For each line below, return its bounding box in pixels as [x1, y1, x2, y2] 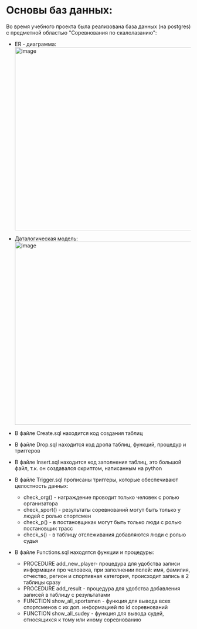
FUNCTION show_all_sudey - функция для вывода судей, [23, 610, 164, 617]
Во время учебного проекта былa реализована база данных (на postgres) [6, 23, 191, 30]
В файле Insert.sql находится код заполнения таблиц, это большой [14, 458, 182, 465]
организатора [23, 499, 59, 507]
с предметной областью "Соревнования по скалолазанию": [6, 29, 157, 36]
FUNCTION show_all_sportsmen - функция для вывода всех [23, 597, 171, 604]
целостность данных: [14, 482, 69, 489]
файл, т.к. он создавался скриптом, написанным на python [14, 464, 162, 472]
